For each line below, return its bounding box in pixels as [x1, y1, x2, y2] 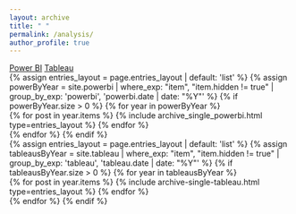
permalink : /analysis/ [9, 30, 94, 39]
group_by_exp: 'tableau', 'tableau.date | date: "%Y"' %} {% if [9, 158, 233, 168]
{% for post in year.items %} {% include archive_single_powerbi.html [9, 110, 263, 121]
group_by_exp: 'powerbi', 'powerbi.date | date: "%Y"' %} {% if [9, 91, 239, 102]
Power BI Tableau [9, 63, 74, 73]
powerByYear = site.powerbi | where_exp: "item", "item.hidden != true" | [9, 81, 275, 92]
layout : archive [9, 13, 70, 22]
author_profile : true [9, 38, 90, 47]
